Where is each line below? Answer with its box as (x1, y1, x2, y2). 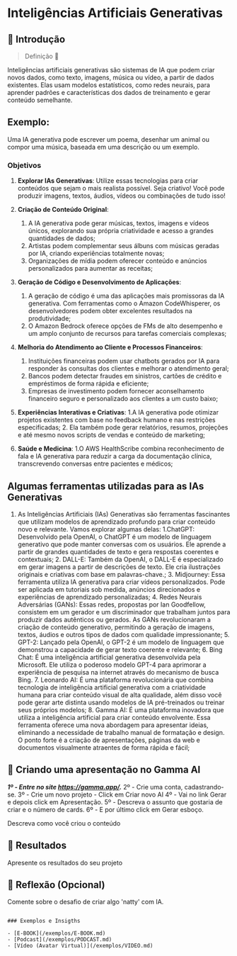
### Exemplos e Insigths (7, 918, 81, 925)
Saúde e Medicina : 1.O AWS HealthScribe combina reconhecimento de (17, 444, 225, 453)
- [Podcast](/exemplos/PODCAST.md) (7, 936, 112, 943)
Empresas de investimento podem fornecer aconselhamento (28, 387, 204, 395)
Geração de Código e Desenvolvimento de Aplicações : (17, 278, 182, 286)
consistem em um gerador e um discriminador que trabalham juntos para (17, 607, 231, 616)
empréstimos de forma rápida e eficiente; (28, 379, 149, 388)
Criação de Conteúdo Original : (17, 206, 109, 214)
